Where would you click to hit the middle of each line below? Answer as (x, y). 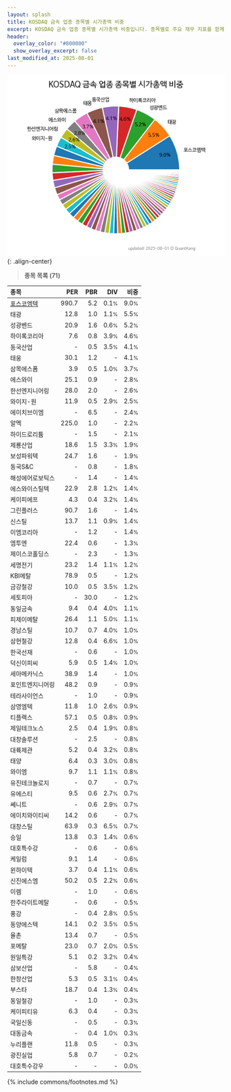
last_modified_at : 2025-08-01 (51, 59)
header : (18, 37)
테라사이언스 (27, 695)
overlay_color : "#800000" (51, 44)
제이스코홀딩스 (30, 554)
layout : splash (29, 14)
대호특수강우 (27, 1066)
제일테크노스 (27, 728)
